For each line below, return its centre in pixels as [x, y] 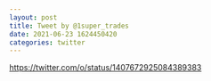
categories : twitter [48, 42]
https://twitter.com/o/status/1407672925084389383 [105, 68]
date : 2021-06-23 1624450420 [63, 34]
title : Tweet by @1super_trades [69, 26]
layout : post [33, 17]
